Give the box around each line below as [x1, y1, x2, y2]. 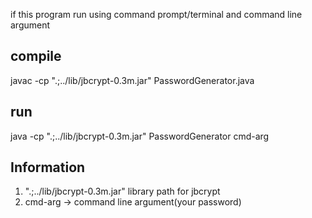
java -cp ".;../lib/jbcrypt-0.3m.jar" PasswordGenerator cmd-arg [10, 130, 270, 142]
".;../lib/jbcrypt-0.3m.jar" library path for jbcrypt [24, 185, 221, 198]
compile [10, 48, 62, 65]
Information [10, 159, 86, 176]
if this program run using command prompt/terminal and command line [10, 9, 303, 20]
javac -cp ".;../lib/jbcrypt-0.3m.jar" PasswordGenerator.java [10, 74, 255, 86]
